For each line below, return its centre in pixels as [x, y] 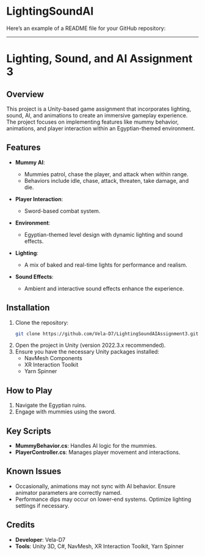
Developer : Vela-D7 [40, 539]
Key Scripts [29, 431]
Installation [28, 308]
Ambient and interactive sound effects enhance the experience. [104, 288]
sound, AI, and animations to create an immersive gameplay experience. [97, 115]
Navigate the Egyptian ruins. [51, 406]
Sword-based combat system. [62, 211]
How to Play [30, 391]
